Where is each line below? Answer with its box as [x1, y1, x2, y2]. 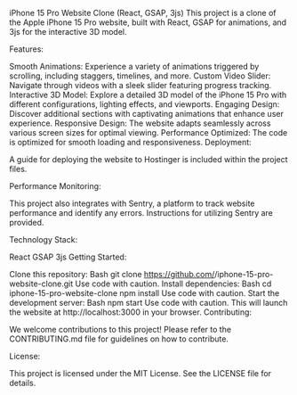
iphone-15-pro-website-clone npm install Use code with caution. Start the [9, 288, 280, 298]
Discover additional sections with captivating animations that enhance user [9, 109, 285, 119]
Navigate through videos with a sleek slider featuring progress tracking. [9, 80, 272, 90]
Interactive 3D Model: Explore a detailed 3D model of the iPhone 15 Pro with [9, 89, 287, 100]
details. [9, 378, 36, 388]
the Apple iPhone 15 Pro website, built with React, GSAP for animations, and [9, 17, 287, 28]
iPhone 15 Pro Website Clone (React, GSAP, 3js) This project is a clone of [9, 8, 277, 18]
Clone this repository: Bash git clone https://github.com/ [9, 269, 215, 279]
